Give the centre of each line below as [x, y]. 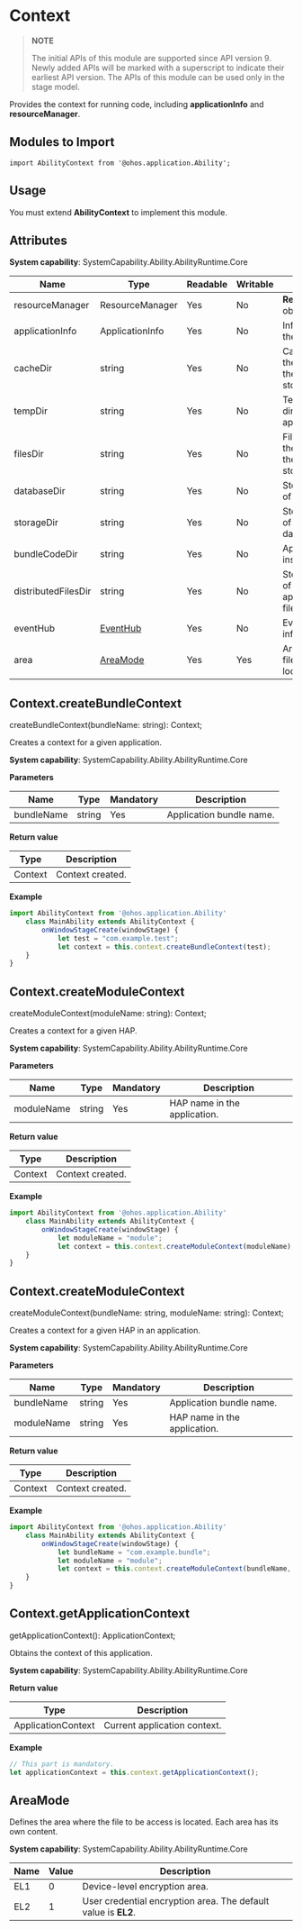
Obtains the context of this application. [81, 1652]
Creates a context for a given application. [86, 742]
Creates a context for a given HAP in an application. [105, 1331]
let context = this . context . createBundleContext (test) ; [164, 947]
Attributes [38, 240]
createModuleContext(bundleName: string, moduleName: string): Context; [147, 1313]
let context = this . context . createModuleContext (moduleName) [174, 1246]
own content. [34, 1832]
